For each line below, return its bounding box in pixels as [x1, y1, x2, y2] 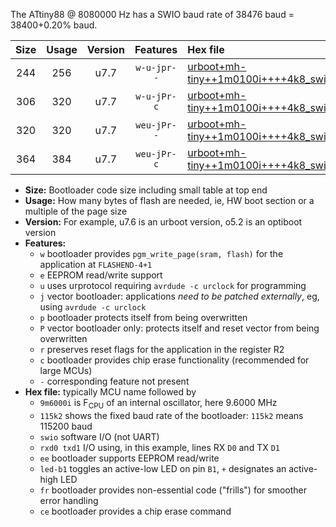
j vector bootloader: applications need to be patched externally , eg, [39, 290, 320, 302]
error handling [39, 494, 99, 506]
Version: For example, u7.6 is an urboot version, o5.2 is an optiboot [24, 216, 303, 228]
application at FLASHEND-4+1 [39, 259, 153, 270]
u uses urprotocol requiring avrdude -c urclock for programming [39, 280, 307, 291]
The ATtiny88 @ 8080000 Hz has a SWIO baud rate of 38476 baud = [10, 9, 295, 20]
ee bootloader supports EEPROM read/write [39, 452, 220, 464]
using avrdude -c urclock [39, 301, 147, 313]
